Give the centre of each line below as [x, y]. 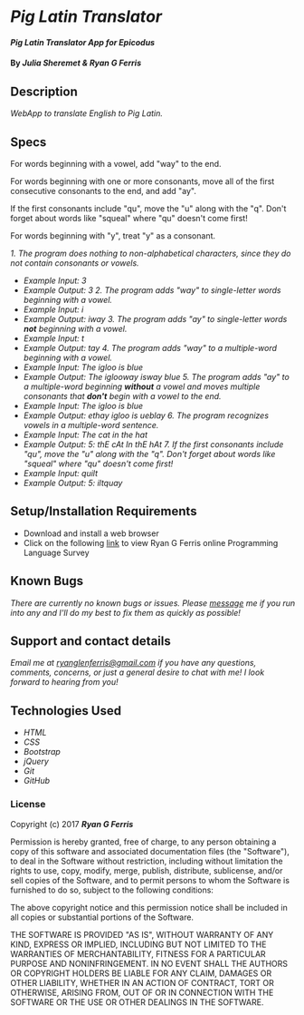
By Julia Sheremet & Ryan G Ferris [76, 63]
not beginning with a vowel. [75, 329]
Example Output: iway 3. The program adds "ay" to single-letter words [155, 319]
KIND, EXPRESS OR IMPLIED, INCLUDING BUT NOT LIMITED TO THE [138, 944]
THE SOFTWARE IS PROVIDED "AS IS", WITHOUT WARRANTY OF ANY [142, 934]
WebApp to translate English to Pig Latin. [87, 113]
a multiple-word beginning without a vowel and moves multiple [142, 386]
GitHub [37, 781]
